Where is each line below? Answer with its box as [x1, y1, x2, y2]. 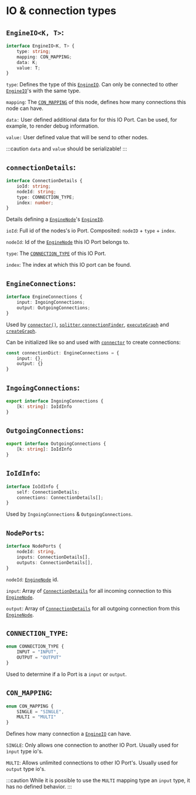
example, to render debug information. [6, 122, 100, 130]
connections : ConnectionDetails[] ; [16, 495, 104, 501]
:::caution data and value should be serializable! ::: [6, 145, 127, 152]
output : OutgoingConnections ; [16, 304, 91, 311]
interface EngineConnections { [6, 294, 83, 300]
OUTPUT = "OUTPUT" [16, 655, 62, 660]
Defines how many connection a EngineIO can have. [6, 730, 132, 737]
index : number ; [16, 200, 54, 206]
